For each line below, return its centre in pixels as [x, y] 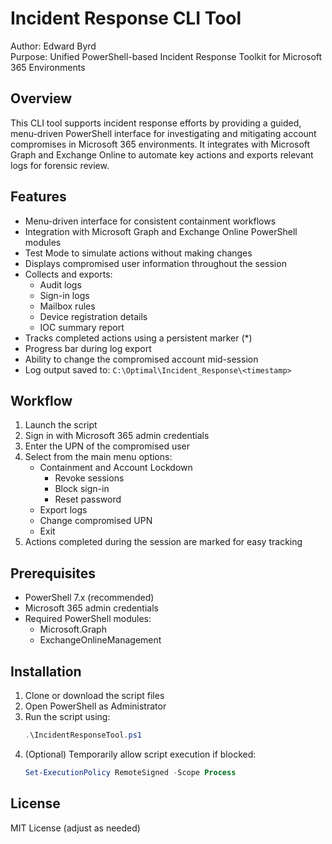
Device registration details [93, 316]
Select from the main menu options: [98, 457]
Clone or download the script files [94, 695]
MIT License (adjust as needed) [75, 828]
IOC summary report [82, 327]
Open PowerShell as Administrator [95, 706]
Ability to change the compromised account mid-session [141, 359]
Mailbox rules [67, 306]
